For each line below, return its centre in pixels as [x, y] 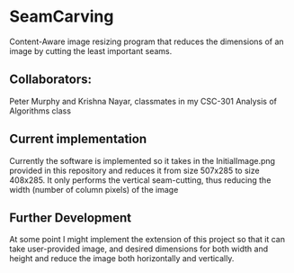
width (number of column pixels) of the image [94, 189]
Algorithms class [40, 111]
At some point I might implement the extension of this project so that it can [147, 240]
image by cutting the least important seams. [91, 50]
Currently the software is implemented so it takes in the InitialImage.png [143, 160]
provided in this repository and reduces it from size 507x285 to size [134, 170]
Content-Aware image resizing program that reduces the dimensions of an [147, 41]
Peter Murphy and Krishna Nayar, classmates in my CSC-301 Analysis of [143, 101]
